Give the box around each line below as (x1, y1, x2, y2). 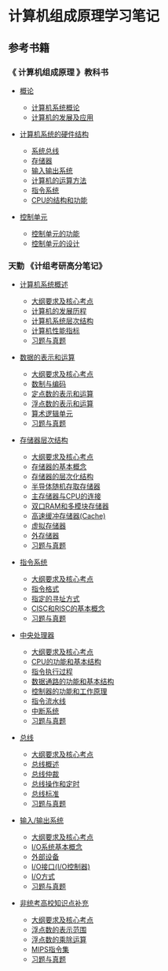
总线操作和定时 (31, 779, 80, 789)
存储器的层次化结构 (31, 472, 94, 482)
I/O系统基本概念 (31, 843, 83, 852)
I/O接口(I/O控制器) (31, 862, 90, 872)
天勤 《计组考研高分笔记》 (8, 260, 108, 271)
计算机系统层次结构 (31, 316, 94, 326)
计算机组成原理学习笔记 (8, 7, 160, 25)
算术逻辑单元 (31, 409, 73, 419)
